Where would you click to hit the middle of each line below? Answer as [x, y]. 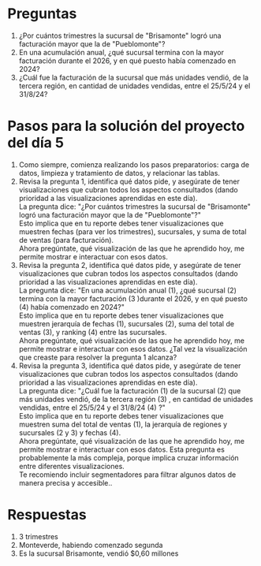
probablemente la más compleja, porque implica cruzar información [129, 457]
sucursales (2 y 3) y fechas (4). [70, 432]
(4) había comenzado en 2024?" [72, 307]
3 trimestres [38, 536]
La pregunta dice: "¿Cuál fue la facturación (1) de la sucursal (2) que [130, 390]
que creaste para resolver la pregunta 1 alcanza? [98, 357]
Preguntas [42, 14]
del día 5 [36, 143]
